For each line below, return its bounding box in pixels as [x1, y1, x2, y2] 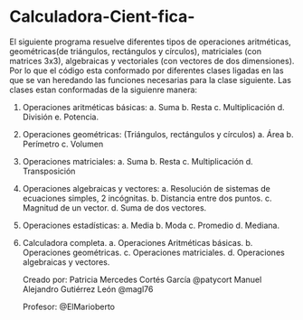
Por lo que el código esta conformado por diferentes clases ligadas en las [9, 65, 284, 76]
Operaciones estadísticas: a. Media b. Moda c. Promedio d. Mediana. [22, 220, 280, 231]
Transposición [22, 165, 76, 176]
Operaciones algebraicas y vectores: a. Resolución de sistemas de [22, 183, 271, 193]
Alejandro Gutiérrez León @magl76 [22, 283, 154, 295]
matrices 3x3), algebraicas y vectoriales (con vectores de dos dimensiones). [9, 55, 295, 66]
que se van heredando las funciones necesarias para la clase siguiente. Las [9, 74, 292, 85]
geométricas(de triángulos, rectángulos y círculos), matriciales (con [9, 45, 262, 56]
